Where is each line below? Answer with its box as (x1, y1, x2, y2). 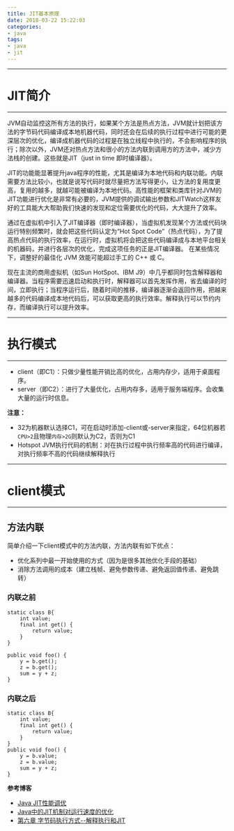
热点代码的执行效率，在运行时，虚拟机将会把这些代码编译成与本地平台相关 (13, 235, 227, 244)
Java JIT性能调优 (17, 799, 67, 807)
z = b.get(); (19, 664, 58, 671)
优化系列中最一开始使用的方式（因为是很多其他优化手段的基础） (17, 556, 201, 564)
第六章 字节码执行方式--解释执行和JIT (17, 816, 126, 825)
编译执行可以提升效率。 (25, 303, 93, 311)
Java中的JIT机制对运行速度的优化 (17, 807, 114, 816)
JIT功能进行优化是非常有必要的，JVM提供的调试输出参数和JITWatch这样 (7, 195, 216, 203)
